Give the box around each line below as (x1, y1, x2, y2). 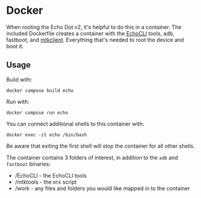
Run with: (6, 98, 30, 105)
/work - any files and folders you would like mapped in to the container (14, 184, 190, 192)
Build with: (6, 76, 32, 83)
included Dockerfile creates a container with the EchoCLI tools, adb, (6, 29, 175, 37)
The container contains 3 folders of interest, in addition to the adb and (6, 154, 178, 161)
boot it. (6, 43, 24, 50)
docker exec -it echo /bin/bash (6, 131, 87, 138)
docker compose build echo (6, 88, 74, 94)
